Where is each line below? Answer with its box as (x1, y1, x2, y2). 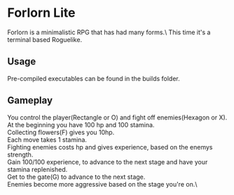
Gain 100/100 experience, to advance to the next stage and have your (7, 157, 208, 166)
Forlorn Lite (7, 5, 76, 21)
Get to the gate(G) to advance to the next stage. (7, 173, 146, 181)
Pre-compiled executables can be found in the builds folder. (7, 74, 180, 82)
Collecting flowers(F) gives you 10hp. (7, 128, 115, 136)
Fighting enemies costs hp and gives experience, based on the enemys (7, 143, 213, 151)
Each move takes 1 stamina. (7, 135, 88, 144)
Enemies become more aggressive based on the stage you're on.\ (7, 180, 198, 188)
